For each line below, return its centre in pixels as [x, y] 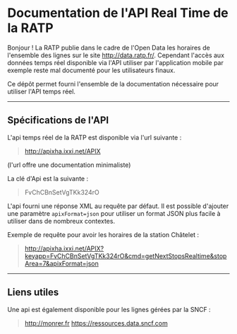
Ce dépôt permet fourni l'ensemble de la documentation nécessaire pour [113, 83]
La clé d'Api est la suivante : [48, 178]
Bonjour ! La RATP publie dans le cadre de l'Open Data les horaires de [109, 47]
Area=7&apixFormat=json [61, 263]
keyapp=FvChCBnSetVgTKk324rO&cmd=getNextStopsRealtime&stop [126, 255]
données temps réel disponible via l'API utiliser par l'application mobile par [115, 62]
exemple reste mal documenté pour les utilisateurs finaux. [91, 70]
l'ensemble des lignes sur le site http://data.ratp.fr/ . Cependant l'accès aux [116, 55]
